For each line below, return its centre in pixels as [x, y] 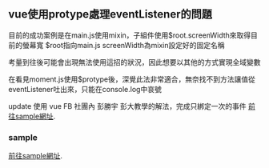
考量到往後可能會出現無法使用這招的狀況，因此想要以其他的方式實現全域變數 [134, 62]
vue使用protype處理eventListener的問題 [110, 14]
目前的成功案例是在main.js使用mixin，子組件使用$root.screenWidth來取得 [130, 35]
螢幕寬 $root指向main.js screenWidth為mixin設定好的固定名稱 [123, 45]
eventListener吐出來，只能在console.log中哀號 [85, 89]
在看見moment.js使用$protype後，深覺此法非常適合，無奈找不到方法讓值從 [132, 79]
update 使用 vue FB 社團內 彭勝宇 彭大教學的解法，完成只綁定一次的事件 [127, 106]
